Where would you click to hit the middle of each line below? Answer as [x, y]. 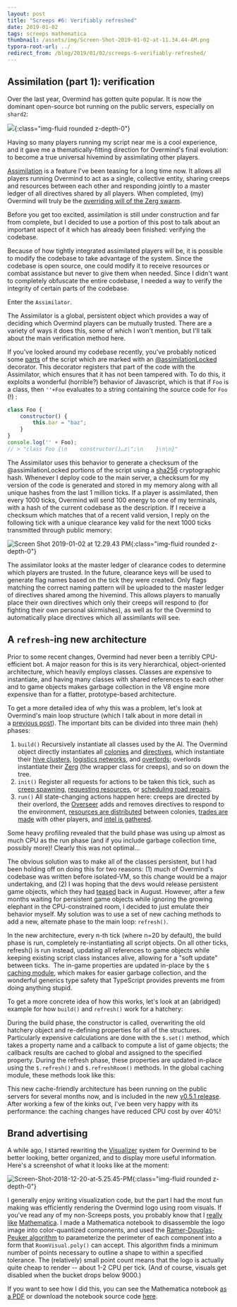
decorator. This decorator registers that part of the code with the [101, 366]
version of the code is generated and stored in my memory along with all [113, 485]
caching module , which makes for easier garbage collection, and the [107, 972]
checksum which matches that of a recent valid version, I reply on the [109, 515]
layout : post [26, 14]
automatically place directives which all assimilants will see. [94, 617]
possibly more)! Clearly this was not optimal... [74, 847]
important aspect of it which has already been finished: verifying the [107, 229]
